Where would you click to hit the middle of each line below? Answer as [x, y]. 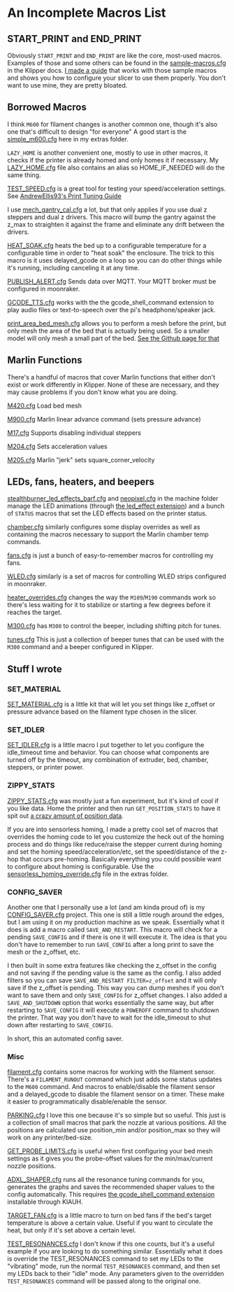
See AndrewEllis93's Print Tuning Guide [65, 196]
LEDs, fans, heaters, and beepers [81, 482]
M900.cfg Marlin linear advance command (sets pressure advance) [104, 419]
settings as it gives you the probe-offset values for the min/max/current [110, 1159]
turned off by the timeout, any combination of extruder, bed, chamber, [108, 760]
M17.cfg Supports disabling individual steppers [74, 433]
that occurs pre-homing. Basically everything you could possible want [120, 859]
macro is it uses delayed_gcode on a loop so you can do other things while [115, 260]
